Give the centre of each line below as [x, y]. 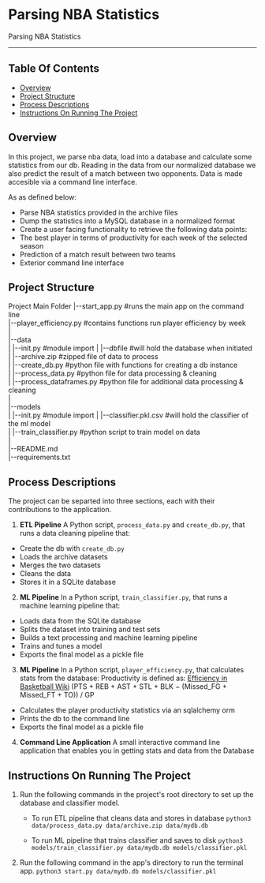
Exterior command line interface [72, 263]
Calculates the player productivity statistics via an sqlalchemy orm [127, 710]
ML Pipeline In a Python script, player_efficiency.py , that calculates [132, 670]
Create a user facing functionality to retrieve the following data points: [133, 229]
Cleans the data [45, 574]
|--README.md [33, 449]
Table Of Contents [54, 69]
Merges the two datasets [60, 565]
